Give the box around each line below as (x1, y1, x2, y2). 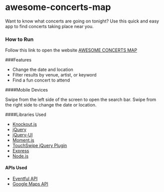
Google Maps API (12, 181, 48, 187)
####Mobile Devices (5, 87, 48, 93)
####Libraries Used (5, 111, 46, 117)
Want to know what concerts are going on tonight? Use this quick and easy (5, 18, 160, 24)
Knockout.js (12, 121, 37, 127)
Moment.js (12, 137, 34, 143)
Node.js (12, 153, 29, 159)
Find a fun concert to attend (12, 77, 70, 83)
